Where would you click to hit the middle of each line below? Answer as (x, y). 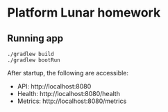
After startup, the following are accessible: (68, 73)
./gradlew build (31, 54)
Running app (35, 38)
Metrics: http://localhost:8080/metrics (72, 101)
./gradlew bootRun (34, 60)
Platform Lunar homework (84, 13)
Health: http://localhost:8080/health (68, 94)
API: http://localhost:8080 (54, 86)
